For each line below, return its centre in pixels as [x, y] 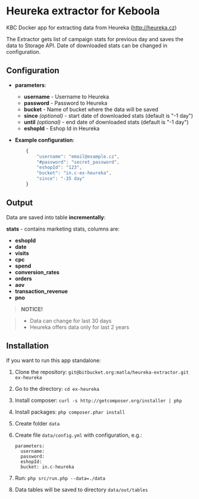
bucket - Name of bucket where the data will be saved [91, 109]
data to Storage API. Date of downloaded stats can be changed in [87, 45]
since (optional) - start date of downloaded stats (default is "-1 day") [108, 115]
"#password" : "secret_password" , [78, 162]
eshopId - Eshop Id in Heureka [62, 128]
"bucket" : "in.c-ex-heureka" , [74, 173]
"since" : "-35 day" [61, 179]
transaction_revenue [41, 291]
